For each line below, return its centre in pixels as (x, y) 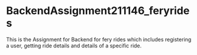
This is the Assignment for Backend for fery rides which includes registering (99, 39)
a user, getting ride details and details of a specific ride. (74, 46)
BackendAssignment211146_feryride (98, 11)
